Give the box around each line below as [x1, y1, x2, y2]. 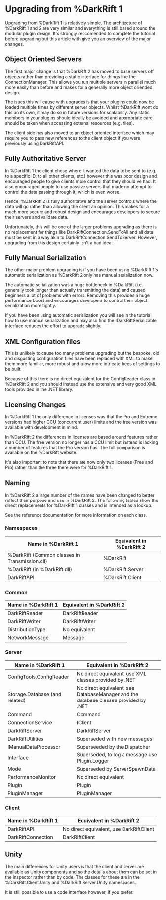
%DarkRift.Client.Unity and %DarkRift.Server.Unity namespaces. [5, 879, 136, 885]
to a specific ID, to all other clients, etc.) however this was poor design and [5, 173, 157, 179]
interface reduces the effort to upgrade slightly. [5, 323, 102, 329]
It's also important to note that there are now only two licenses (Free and [5, 459, 153, 465]
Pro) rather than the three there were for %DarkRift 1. [5, 464, 113, 470]
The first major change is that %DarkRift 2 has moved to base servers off [5, 68, 154, 74]
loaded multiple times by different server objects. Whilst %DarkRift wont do [5, 104, 159, 110]
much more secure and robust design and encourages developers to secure [5, 209, 160, 215]
